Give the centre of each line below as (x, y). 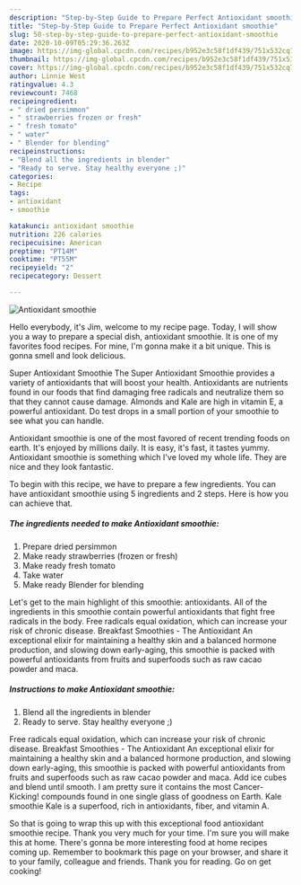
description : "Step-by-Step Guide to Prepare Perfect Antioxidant (136, 18)
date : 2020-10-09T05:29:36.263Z (69, 43)
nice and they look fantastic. (61, 466)
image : (21, 51)
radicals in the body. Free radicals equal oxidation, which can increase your (148, 621)
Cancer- (248, 786)
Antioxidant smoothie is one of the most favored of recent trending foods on (150, 438)
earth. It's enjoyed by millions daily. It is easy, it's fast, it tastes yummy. (140, 447)
